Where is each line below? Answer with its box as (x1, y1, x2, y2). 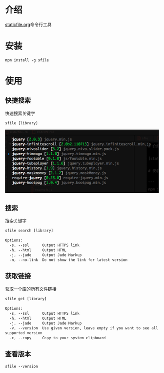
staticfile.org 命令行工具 (5, 22, 52, 27)
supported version (5, 330, 42, 335)
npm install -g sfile (5, 57, 49, 63)
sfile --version (5, 364, 38, 369)
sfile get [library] (5, 296, 47, 301)
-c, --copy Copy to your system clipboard (9, 335, 106, 340)
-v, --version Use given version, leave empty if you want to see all (9, 326, 159, 330)
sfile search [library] (5, 228, 54, 233)
